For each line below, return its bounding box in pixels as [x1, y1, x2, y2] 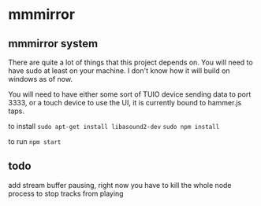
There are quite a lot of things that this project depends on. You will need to [8, 57, 254, 67]
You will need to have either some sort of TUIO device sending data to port [8, 90, 252, 99]
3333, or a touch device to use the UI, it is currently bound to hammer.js [8, 98, 242, 107]
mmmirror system [8, 37, 99, 50]
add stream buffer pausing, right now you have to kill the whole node [8, 180, 232, 189]
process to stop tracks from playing [8, 189, 124, 198]
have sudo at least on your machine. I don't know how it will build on [8, 66, 230, 75]
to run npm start [8, 137, 62, 146]
